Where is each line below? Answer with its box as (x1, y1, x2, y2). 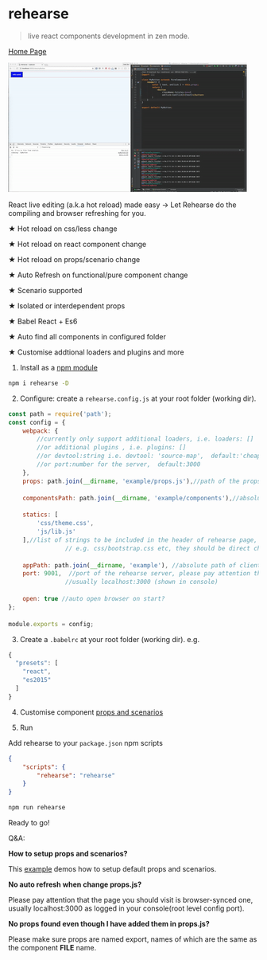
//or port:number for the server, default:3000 (37, 460, 201, 468)
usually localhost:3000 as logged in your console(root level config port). (8, 903, 245, 913)
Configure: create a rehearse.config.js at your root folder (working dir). (19, 394, 257, 403)
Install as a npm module (19, 362, 98, 372)
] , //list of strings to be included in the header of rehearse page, (22, 535, 258, 544)
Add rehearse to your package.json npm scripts (8, 738, 163, 747)
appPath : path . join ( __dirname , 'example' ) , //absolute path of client (22, 561, 261, 570)
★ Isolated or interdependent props (8, 300, 126, 311)
